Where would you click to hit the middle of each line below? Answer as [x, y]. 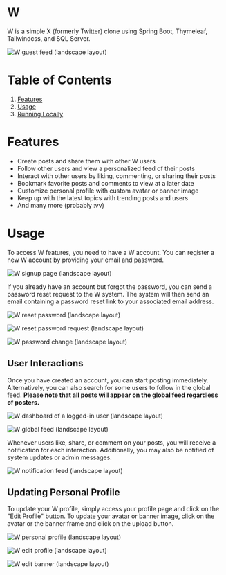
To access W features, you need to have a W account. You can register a [111, 252]
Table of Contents [59, 80]
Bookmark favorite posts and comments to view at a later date [106, 183]
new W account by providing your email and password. [86, 260]
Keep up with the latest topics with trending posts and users [103, 197]
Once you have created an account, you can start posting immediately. [108, 380]
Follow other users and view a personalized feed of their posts [106, 168]
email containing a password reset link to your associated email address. [111, 301]
